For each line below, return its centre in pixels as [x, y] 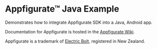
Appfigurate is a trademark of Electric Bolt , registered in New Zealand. [75, 41]
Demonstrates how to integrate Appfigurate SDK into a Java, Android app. [79, 22]
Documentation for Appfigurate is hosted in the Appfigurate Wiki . [70, 32]
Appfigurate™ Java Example [62, 9]
